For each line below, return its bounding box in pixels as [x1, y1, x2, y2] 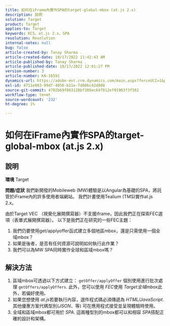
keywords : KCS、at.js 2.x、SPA [5, 31, 70, 36]
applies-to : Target [5, 26, 47, 31]
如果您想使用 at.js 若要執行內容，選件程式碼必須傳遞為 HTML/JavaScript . [12, 296, 164, 302]
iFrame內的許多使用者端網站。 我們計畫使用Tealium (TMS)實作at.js [14, 194, 153, 200]
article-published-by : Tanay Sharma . [5, 59, 87, 64]
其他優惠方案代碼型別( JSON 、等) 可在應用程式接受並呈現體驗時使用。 [12, 303, 158, 309]
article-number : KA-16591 [5, 74, 60, 79]
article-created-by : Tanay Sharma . [5, 50, 82, 55]
